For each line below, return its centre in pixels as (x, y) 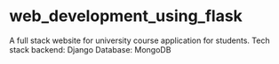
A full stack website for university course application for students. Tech (139, 40)
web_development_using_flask (126, 16)
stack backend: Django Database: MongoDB (90, 49)
